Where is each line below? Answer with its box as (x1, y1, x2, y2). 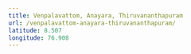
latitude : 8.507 (8, 26, 62, 34)
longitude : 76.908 (8, 33, 69, 42)
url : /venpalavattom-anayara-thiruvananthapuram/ (8, 19, 177, 27)
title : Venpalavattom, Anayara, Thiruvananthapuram (8, 11, 183, 20)
